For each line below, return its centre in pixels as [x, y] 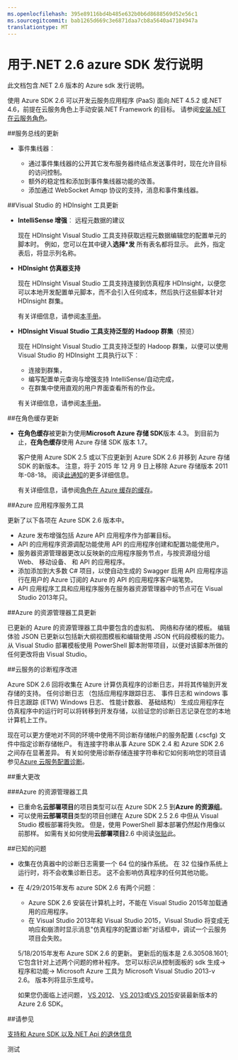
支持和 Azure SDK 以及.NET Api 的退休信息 [70, 1034]
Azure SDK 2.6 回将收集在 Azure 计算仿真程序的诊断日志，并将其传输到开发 [118, 684]
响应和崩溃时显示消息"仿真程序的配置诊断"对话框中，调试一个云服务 [127, 929]
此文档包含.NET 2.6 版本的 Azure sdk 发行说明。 [78, 85]
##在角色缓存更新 [33, 418]
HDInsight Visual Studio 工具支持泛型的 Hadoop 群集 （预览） [108, 332]
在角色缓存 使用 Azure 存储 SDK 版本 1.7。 [91, 442]
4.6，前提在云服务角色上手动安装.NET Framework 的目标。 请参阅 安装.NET [117, 109]
